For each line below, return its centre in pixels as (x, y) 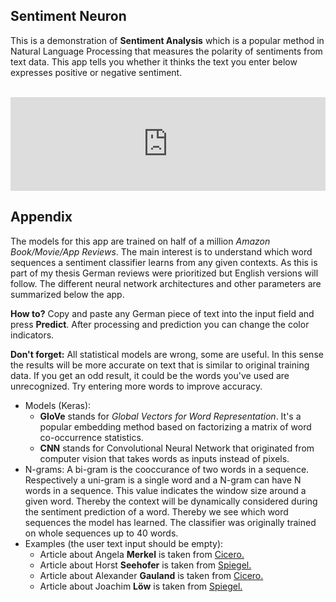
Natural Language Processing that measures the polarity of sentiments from (166, 51)
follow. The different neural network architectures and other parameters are (166, 283)
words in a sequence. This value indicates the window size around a (165, 490)
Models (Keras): (58, 405)
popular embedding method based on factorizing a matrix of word (175, 426)
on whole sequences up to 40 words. (101, 533)
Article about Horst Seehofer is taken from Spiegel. (145, 565)
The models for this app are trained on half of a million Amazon (140, 241)
